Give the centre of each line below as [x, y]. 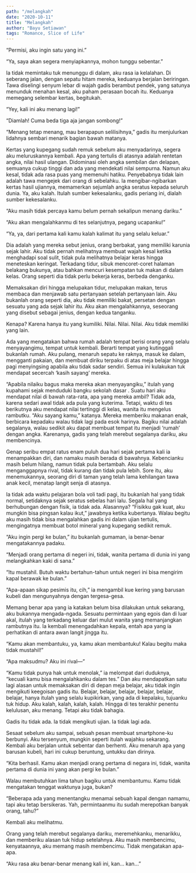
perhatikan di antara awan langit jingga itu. [57, 633]
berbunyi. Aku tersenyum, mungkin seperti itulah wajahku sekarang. [88, 739]
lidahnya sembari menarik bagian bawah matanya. [67, 138]
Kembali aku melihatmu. [35, 822]
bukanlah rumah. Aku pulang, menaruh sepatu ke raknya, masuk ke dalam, [96, 354]
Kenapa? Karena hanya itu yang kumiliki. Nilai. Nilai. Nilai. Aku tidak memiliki [97, 324]
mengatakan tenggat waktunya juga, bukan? [59, 787]
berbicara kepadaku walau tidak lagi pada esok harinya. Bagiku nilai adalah [97, 422]
